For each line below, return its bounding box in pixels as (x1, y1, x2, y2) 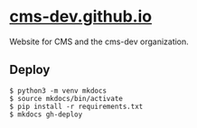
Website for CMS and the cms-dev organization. (9, 36, 190, 47)
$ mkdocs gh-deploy (9, 110, 83, 119)
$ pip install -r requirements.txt (9, 102, 144, 111)
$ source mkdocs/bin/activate (9, 94, 124, 103)
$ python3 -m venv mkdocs (9, 86, 107, 96)
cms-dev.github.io (9, 6, 152, 27)
